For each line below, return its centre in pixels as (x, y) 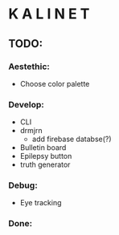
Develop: (26, 104)
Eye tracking (41, 203)
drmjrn (31, 131)
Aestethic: (29, 67)
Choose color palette (55, 83)
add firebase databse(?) (72, 139)
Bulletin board (43, 148)
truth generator (45, 164)
